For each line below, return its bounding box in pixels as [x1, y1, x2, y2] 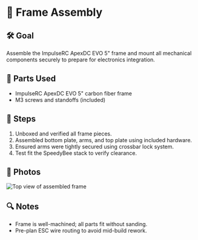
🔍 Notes [6, 201, 39, 211]
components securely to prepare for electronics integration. [6, 56, 156, 63]
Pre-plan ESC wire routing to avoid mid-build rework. [15, 227, 147, 235]
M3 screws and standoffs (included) [15, 96, 106, 103]
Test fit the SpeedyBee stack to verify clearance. [15, 149, 137, 157]
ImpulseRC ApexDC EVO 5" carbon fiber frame [15, 89, 132, 97]
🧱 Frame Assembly [6, 5, 103, 19]
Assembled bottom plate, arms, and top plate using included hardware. [15, 136, 193, 143]
